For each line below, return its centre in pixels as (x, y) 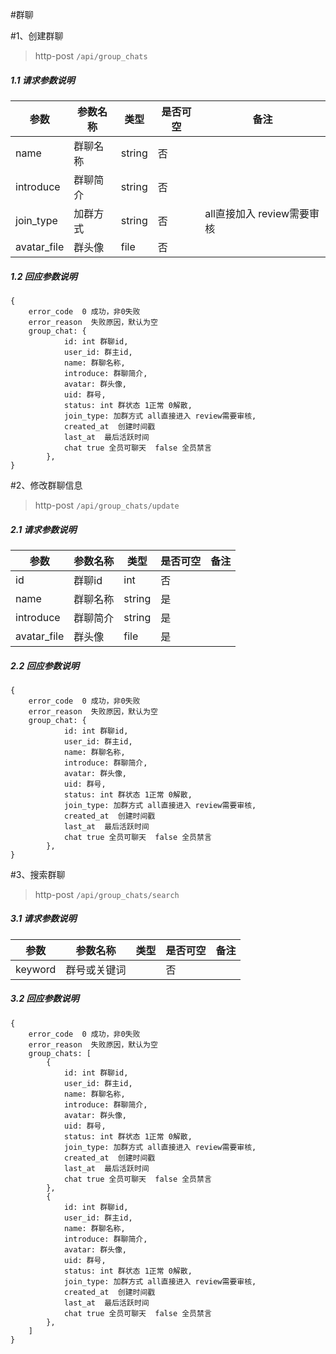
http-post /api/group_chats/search (107, 894)
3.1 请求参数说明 (43, 919)
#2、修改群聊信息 (46, 485)
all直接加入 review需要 (257, 213)
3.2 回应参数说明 (45, 999)
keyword (36, 969)
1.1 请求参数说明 (42, 80)
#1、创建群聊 (37, 36)
